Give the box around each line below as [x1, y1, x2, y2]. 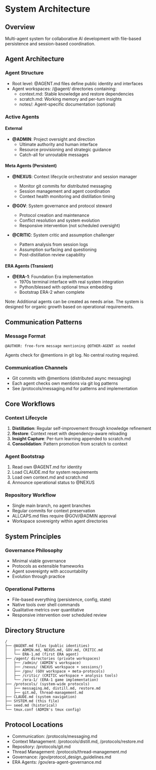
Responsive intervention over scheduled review [12, 612, 107, 618]
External [5, 125, 23, 131]
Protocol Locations [5, 720, 63, 729]
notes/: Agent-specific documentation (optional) [19, 101, 116, 107]
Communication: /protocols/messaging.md [12, 734, 98, 739]
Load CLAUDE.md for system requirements [12, 469, 98, 475]
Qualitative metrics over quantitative [12, 607, 85, 613]
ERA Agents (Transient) [5, 263, 53, 269]
